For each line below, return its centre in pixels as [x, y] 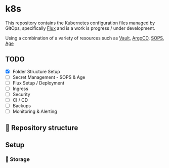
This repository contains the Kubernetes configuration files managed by [80, 23]
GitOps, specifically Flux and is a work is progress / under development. [80, 28]
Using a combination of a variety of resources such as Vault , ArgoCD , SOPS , [85, 38]
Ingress [20, 89]
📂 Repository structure [42, 128]
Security [21, 94]
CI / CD [20, 100]
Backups [22, 106]
